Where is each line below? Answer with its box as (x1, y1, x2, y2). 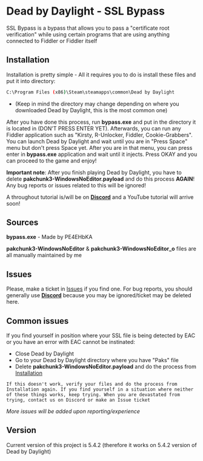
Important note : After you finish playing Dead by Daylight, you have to (6, 169, 182, 176)
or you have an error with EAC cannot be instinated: (6, 338, 135, 346)
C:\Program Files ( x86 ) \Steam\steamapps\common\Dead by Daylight (6, 89, 175, 95)
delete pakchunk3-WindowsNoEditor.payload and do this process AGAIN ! (6, 175, 195, 183)
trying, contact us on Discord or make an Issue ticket (6, 397, 150, 403)
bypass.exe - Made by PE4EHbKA (6, 234, 93, 241)
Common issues (6, 315, 69, 326)
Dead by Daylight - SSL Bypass (6, 4, 165, 18)
